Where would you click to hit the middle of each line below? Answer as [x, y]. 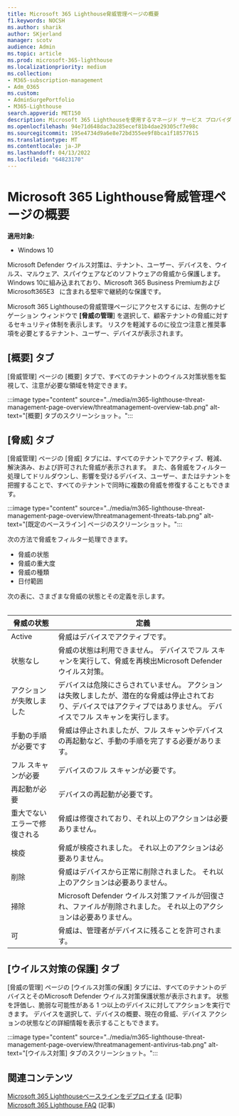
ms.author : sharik [34, 27]
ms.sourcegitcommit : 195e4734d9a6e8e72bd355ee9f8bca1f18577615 [103, 133]
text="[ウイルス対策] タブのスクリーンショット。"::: [83, 1053]
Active [22, 636]
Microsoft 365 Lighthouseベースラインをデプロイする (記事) [95, 1096]
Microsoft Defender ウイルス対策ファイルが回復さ [142, 896]
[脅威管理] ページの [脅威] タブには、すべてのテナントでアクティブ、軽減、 [117, 458]
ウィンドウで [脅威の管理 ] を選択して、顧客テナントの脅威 [125, 315]
